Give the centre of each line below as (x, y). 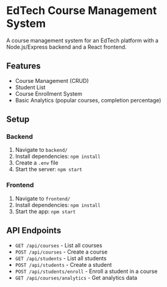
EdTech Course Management (82, 11)
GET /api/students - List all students (61, 258)
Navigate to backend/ (41, 150)
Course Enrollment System (48, 94)
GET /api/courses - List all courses (59, 245)
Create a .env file (37, 163)
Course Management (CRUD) (52, 80)
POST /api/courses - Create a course (61, 252)
